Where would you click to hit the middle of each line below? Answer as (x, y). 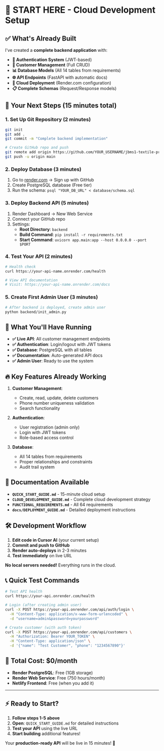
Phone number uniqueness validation (57, 403)
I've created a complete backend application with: (56, 50)
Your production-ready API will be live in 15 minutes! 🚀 (60, 743)
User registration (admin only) (50, 427)
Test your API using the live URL (45, 728)
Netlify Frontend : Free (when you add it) (53, 683)
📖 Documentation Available (47, 482)
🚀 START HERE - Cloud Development (80, 10)
